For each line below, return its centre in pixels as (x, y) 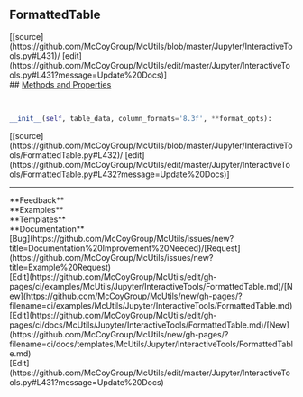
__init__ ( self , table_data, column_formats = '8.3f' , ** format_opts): (141, 118)
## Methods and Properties (60, 84)
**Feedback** (37, 200)
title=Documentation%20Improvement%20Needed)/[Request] (125, 248)
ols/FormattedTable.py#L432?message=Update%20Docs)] (119, 174)
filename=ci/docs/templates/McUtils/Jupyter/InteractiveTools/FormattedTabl (151, 344)
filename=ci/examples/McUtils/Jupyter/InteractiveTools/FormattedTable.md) (151, 305)
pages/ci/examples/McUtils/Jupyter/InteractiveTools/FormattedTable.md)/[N (151, 286)
